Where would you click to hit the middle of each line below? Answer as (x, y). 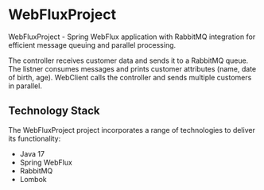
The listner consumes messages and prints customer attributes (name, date (132, 68)
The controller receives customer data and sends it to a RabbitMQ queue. (128, 60)
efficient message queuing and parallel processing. (92, 45)
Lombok (33, 179)
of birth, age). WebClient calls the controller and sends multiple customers (130, 77)
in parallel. (25, 86)
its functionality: (35, 138)
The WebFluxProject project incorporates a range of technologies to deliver (132, 130)
